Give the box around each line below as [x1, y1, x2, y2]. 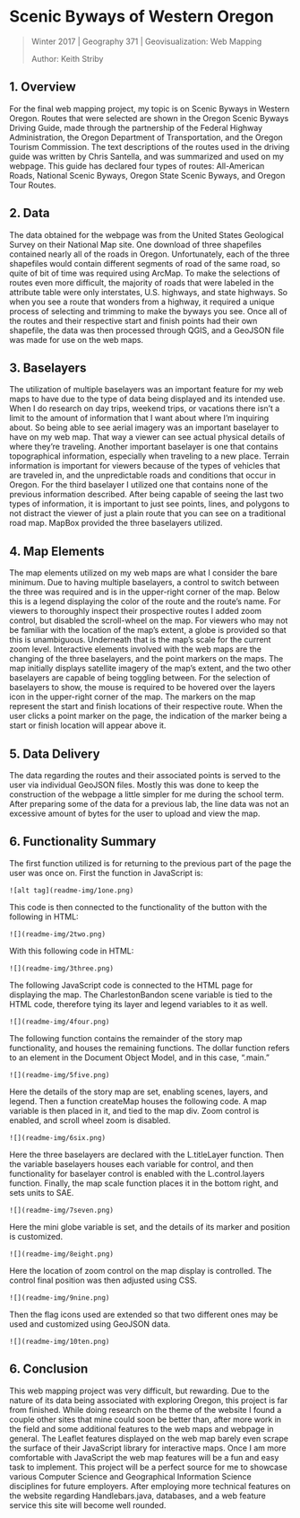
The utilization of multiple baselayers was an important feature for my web [9, 384, 284, 395]
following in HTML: [9, 911, 79, 922]
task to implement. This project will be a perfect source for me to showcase [9, 1461, 288, 1472]
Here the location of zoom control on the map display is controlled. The [9, 1265, 272, 1276]
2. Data [9, 206, 50, 221]
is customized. [9, 1231, 64, 1242]
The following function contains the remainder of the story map [9, 1032, 244, 1043]
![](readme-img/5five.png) [9, 1070, 110, 1079]
